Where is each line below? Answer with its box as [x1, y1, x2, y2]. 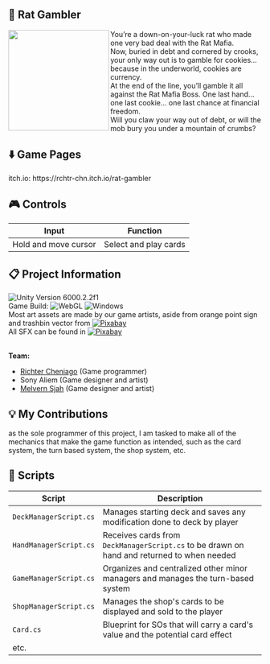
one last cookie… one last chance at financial [110, 97, 260, 107]
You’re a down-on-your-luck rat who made [110, 29, 252, 39]
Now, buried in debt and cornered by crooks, [110, 46, 259, 56]
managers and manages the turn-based [102, 572, 255, 584]
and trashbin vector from [8, 319, 91, 328]
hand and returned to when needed [102, 549, 236, 560]
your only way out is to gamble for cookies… [110, 55, 257, 64]
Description [157, 493, 203, 504]
